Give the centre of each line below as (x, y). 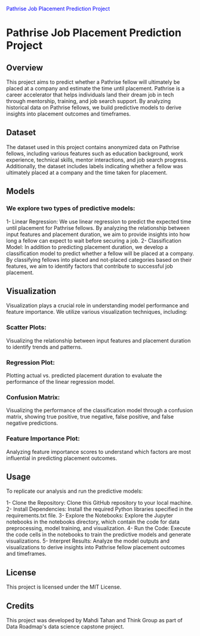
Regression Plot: (31, 362)
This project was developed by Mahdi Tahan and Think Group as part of (95, 620)
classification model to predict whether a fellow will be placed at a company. (100, 253)
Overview (25, 67)
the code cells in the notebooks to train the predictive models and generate (99, 535)
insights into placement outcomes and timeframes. (69, 114)
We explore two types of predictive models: (71, 208)
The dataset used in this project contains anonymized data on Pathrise (93, 147)
